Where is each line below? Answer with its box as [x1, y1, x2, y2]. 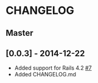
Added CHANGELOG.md [14, 71, 77, 78]
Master [5, 28, 34, 38]
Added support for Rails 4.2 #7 [14, 64, 92, 71]
